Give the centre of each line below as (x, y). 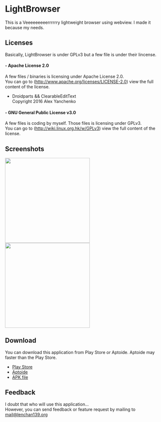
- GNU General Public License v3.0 (41, 112)
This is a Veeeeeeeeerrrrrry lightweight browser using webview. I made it (78, 22)
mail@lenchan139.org (26, 414)
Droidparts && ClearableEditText (44, 96)
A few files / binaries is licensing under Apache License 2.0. (65, 76)
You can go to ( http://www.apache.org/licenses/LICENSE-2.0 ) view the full (79, 82)
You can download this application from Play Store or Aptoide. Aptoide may (80, 352)
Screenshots (25, 149)
